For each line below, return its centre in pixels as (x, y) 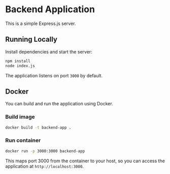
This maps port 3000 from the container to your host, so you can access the (85, 161)
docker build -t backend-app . (38, 127)
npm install (18, 61)
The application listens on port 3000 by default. (54, 75)
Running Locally (31, 39)
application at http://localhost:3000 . (45, 166)
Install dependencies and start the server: (49, 51)
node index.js (20, 66)
